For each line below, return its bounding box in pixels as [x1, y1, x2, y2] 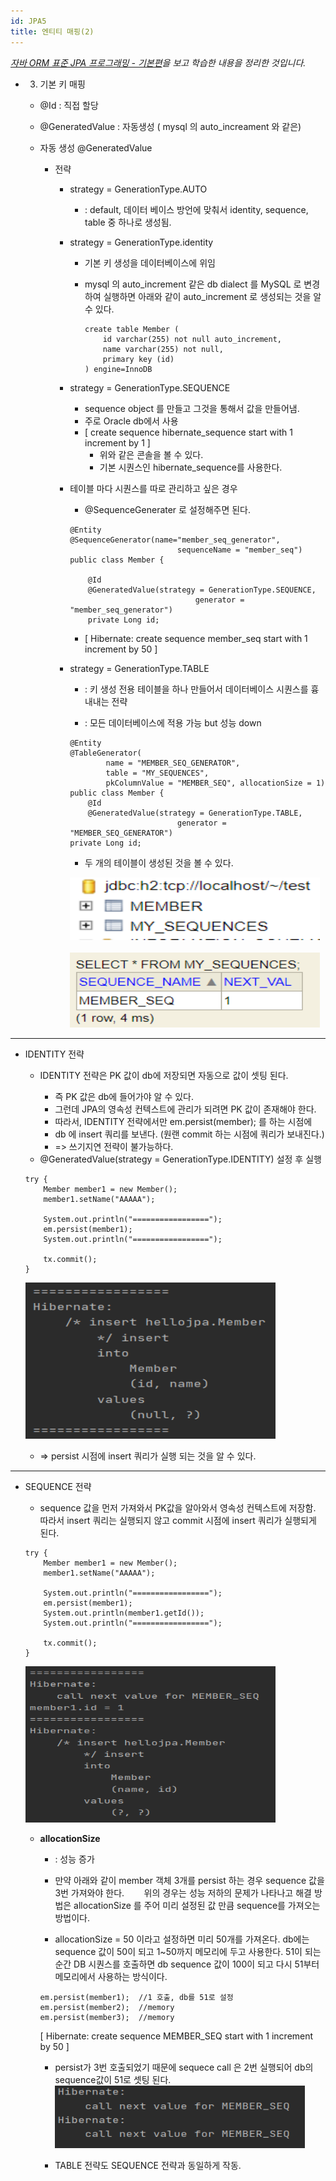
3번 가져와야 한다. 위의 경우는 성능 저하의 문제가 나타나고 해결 [54, 1886, 312, 1899]
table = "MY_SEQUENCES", [105, 768, 210, 778]
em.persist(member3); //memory [39, 2012, 175, 2022]
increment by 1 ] [84, 436, 151, 449]
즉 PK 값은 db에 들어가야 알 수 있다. [54, 1090, 195, 1102]
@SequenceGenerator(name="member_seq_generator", [69, 535, 281, 545]
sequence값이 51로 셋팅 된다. [54, 2073, 172, 2085]
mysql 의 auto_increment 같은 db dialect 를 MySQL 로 [84, 278, 302, 290]
